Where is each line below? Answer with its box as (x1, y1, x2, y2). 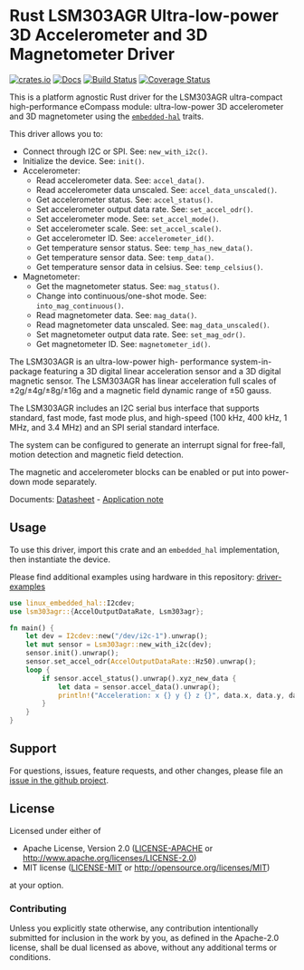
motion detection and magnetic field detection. (9, 449, 184, 460)
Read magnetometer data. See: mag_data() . (35, 309, 197, 320)
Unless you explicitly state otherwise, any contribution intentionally (9, 922, 259, 934)
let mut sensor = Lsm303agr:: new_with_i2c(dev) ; (25, 640, 213, 649)
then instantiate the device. (9, 554, 111, 565)
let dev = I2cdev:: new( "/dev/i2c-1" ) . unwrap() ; (25, 632, 208, 641)
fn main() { (9, 623, 54, 633)
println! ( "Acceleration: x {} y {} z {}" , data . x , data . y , (57, 691, 285, 700)
